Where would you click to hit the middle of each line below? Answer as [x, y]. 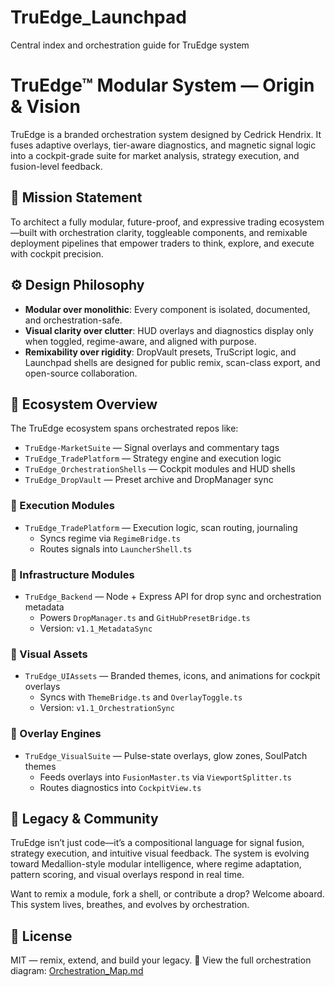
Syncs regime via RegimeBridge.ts [110, 538]
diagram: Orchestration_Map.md [77, 971]
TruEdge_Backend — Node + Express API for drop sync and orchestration [173, 596]
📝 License [41, 936]
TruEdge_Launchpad [98, 17]
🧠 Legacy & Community [84, 818]
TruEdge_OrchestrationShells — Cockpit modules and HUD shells [160, 469]
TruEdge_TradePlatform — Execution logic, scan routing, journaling [161, 527]
